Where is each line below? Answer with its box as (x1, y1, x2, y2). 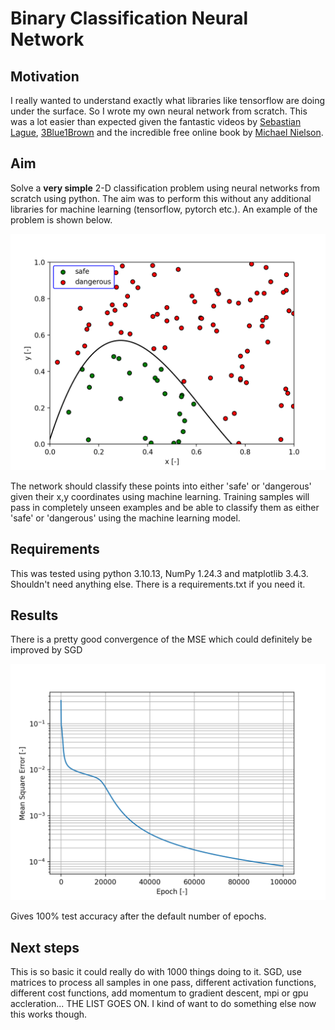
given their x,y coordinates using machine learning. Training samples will (10, 490, 310, 502)
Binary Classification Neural (10, 7, 248, 30)
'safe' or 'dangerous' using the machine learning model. (10, 512, 241, 524)
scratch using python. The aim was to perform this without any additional (10, 192, 312, 204)
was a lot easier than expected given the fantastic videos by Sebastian (10, 116, 302, 127)
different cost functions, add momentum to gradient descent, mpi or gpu (10, 987, 309, 999)
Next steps (10, 939, 80, 956)
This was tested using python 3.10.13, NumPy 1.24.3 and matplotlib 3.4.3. (10, 567, 309, 579)
